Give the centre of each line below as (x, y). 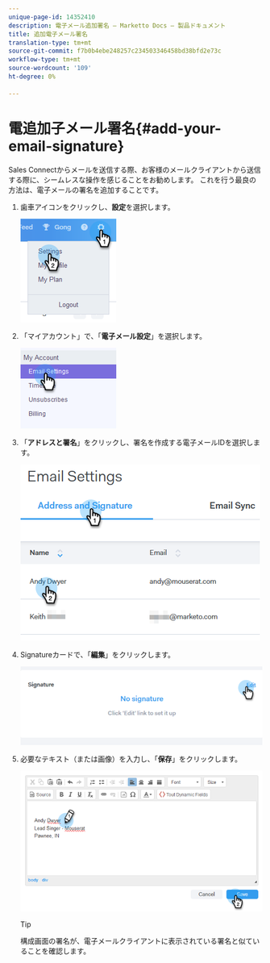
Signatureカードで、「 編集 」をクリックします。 (97, 654)
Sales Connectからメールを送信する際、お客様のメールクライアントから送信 (135, 169)
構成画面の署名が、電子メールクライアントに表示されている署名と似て (136, 941)
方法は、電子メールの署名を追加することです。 (86, 190)
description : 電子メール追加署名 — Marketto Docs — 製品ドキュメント (117, 25)
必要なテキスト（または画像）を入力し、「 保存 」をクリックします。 (131, 759)
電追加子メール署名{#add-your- (115, 128)
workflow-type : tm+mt (45, 60)
